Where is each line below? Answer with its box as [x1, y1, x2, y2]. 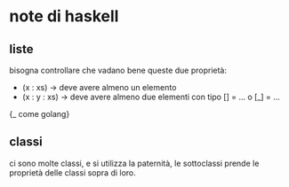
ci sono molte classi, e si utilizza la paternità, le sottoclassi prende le [9, 158, 260, 168]
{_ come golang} [9, 109, 70, 119]
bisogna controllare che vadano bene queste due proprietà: [9, 65, 228, 75]
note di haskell [9, 6, 119, 27]
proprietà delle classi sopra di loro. [9, 167, 136, 178]
